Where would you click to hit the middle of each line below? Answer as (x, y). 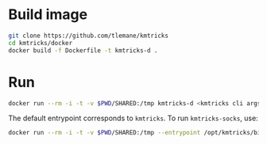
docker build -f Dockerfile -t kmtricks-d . (83, 50)
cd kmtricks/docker (41, 43)
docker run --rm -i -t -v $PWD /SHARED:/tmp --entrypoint (104, 133)
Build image (48, 15)
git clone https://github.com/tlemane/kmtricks (89, 36)
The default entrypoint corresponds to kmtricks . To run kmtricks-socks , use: (133, 118)
